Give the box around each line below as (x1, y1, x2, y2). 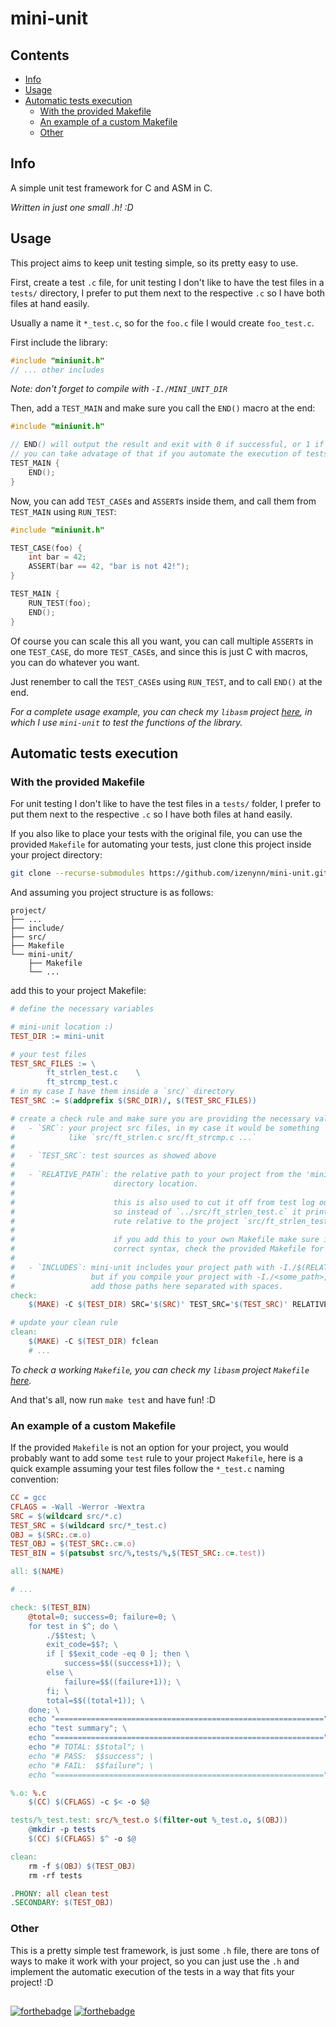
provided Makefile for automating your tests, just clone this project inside (10, 838, 312, 851)
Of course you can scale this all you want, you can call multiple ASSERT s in (10, 635, 314, 647)
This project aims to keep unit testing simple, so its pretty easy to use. (10, 257, 299, 269)
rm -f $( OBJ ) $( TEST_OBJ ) (28, 1861, 137, 1871)
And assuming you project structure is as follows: (10, 887, 214, 899)
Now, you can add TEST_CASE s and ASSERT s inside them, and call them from (10, 495, 317, 507)
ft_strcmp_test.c (46, 1077, 118, 1087)
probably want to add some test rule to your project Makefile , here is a (10, 1452, 303, 1464)
